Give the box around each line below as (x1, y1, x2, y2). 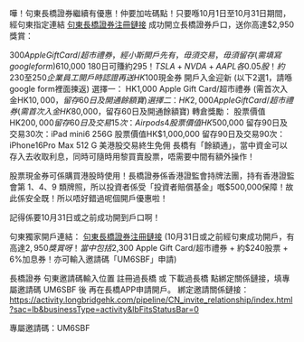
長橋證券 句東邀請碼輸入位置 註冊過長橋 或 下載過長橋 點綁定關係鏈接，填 (9, 273, 282, 283)
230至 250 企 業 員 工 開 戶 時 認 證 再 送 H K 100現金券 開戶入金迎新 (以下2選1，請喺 (9, 72, 293, 83)
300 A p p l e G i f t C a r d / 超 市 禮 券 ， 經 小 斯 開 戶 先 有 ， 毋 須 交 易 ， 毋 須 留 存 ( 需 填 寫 (9, 50, 282, 60)
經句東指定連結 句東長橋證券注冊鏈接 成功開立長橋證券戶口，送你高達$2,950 (9, 19, 295, 30)
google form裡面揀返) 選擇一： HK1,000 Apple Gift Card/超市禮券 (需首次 (9, 84, 280, 94)
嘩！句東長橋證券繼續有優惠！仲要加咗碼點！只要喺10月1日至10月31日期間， (9, 8, 291, 18)
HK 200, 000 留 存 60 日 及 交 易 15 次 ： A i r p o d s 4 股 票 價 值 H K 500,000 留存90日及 (9, 117, 288, 128)
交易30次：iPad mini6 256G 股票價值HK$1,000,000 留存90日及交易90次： (9, 129, 286, 139)
